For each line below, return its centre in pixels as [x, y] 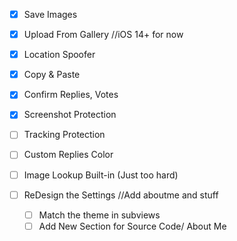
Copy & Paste [52, 75]
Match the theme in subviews [99, 215]
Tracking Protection [64, 135]
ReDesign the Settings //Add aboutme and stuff [121, 195]
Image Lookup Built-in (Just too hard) [101, 175]
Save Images [50, 14]
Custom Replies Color [68, 155]
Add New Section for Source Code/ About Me [132, 226]
